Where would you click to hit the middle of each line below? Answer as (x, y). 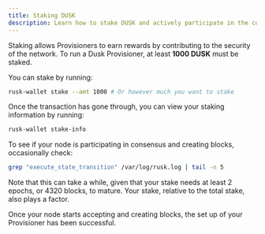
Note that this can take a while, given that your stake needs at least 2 (120, 183)
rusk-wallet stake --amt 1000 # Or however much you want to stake (121, 91)
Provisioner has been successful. (62, 223)
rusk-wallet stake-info (47, 130)
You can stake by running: (50, 77)
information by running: (46, 115)
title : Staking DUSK (42, 15)
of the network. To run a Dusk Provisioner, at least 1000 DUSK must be (123, 54)
